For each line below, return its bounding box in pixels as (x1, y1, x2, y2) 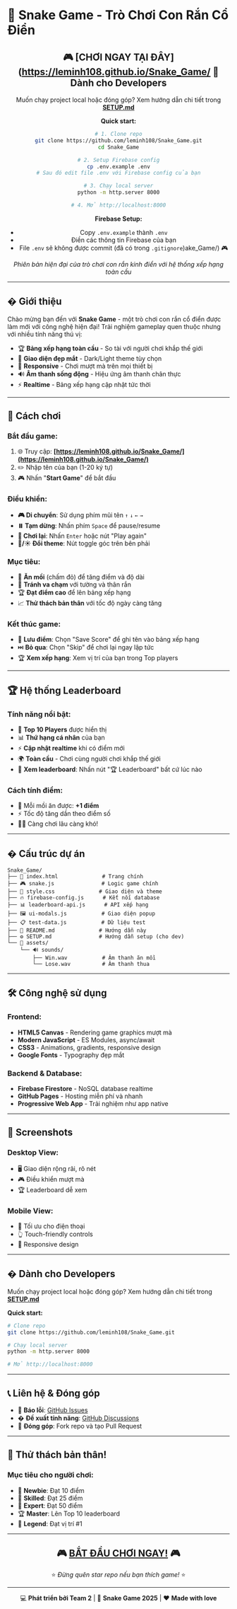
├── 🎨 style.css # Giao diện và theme (7, 888, 162, 895)
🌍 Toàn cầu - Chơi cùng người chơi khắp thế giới (17, 754, 161, 763)
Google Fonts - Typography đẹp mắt (17, 1051, 125, 1059)
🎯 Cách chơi (7, 410, 61, 422)
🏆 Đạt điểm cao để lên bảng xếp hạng (17, 588, 131, 596)
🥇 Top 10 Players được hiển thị (17, 725, 107, 734)
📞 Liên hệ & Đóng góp (7, 1387, 100, 1399)
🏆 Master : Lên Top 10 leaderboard (17, 1509, 121, 1518)
